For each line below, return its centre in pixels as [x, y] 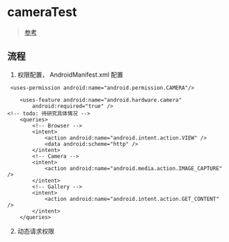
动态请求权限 [35, 231]
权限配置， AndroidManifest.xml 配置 [70, 75]
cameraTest [42, 12]
